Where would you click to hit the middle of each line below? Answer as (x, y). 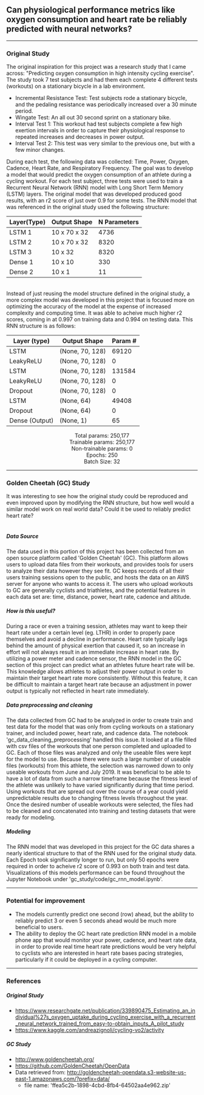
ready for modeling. (31, 818)
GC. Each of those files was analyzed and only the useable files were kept (99, 753)
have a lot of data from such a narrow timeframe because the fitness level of (102, 779)
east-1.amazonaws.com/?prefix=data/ (63, 1079)
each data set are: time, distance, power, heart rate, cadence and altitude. (99, 597)
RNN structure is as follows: (41, 326)
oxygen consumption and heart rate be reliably (97, 20)
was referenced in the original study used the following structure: (88, 207)
